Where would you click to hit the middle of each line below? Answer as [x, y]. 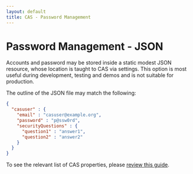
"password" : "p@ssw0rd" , [49, 121]
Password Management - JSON [85, 46]
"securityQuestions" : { [47, 126]
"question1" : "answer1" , [53, 131]
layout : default [26, 12]
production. [20, 82]
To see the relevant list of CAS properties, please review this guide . [88, 165]
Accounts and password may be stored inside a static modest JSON [89, 63]
